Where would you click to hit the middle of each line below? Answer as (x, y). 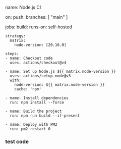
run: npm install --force (37, 103)
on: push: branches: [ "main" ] (37, 17)
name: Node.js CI (23, 7)
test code (17, 141)
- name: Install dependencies (37, 98)
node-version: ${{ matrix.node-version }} (59, 85)
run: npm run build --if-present (45, 116)
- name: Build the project (34, 111)
